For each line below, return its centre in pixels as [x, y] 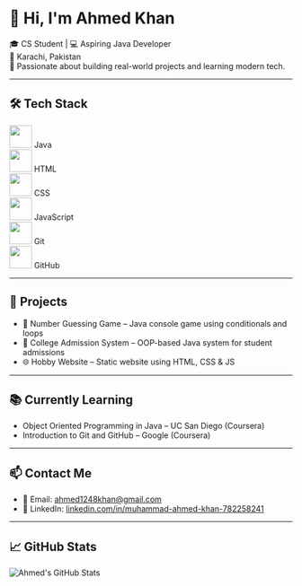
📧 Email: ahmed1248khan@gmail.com [92, 499]
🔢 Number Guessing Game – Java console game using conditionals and [155, 323]
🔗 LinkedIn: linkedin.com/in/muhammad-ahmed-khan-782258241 [143, 509]
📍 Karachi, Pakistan [45, 57]
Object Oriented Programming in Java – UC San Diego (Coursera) [143, 426]
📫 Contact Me [51, 473]
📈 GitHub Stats [53, 547]
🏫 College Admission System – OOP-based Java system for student [147, 342]
